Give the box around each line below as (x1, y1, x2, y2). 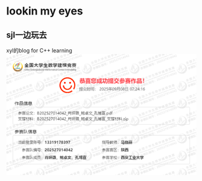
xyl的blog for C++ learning (6, 47, 72, 54)
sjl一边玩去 (6, 30, 47, 40)
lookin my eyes (6, 4, 83, 18)
